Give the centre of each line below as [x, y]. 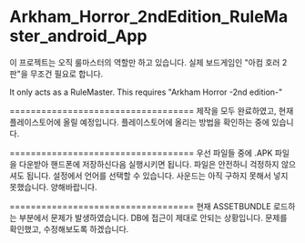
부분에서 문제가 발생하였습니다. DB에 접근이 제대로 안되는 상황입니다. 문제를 [153, 218]
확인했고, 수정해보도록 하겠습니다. [69, 228]
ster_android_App [78, 36]
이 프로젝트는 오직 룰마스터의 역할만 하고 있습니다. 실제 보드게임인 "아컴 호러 [145, 62]
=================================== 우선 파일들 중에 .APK [141, 153]
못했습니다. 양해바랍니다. [53, 187]
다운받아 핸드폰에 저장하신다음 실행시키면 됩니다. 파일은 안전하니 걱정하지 [149, 164]
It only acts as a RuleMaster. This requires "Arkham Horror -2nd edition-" [146, 92]
